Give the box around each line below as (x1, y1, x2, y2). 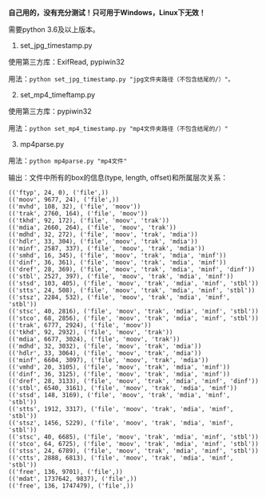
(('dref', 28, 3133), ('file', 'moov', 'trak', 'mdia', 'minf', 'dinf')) (8, 377, 260, 385)
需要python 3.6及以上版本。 (8, 25, 100, 34)
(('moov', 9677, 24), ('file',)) (8, 195, 120, 203)
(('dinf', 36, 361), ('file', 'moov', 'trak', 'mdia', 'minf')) (8, 258, 227, 266)
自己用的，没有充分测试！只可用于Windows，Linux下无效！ (8, 8, 206, 17)
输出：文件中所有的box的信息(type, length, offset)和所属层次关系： (8, 173, 228, 182)
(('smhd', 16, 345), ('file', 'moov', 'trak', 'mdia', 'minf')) (8, 251, 227, 259)
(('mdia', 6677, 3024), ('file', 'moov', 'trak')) (8, 335, 181, 343)
